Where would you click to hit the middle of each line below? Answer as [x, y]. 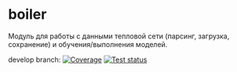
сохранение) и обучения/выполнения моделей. [88, 44]
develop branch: [35, 59]
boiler [27, 14]
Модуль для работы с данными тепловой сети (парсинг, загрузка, [119, 36]
